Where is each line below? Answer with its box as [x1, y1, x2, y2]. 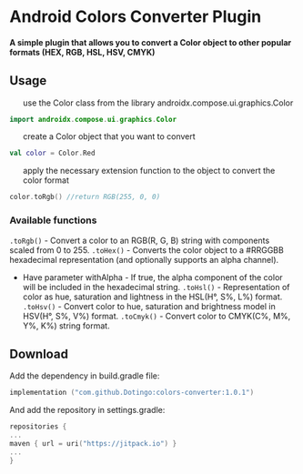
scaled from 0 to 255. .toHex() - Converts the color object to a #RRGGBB [9, 244, 284, 256]
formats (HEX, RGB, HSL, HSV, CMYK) [9, 46, 156, 57]
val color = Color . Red [9, 148, 96, 158]
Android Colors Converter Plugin [9, 6, 262, 27]
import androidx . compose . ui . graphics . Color [9, 115, 177, 124]
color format [22, 175, 70, 186]
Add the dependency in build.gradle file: [9, 370, 160, 381]
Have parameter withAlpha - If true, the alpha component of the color [22, 271, 284, 283]
